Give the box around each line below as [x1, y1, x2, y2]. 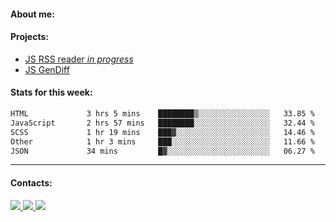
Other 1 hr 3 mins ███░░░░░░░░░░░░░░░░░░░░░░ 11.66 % [10, 136, 315, 147]
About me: [10, 8, 55, 20]
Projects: [10, 31, 49, 43]
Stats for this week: [10, 86, 93, 99]
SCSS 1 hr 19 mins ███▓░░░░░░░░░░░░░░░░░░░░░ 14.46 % [10, 127, 315, 137]
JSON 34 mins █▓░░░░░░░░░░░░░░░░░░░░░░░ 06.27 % [10, 146, 315, 156]
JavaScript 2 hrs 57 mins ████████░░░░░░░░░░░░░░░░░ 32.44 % [10, 118, 315, 128]
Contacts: [10, 176, 53, 189]
